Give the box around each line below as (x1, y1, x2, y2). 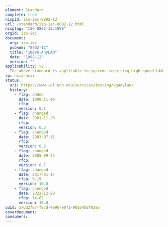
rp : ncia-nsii (5, 73, 35, 78)
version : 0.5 (18, 144, 46, 149)
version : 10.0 (18, 181, 49, 187)
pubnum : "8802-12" (10, 45, 49, 50)
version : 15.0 (18, 200, 49, 205)
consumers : (5, 214, 28, 219)
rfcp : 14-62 (18, 195, 44, 200)
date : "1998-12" (10, 54, 44, 60)
